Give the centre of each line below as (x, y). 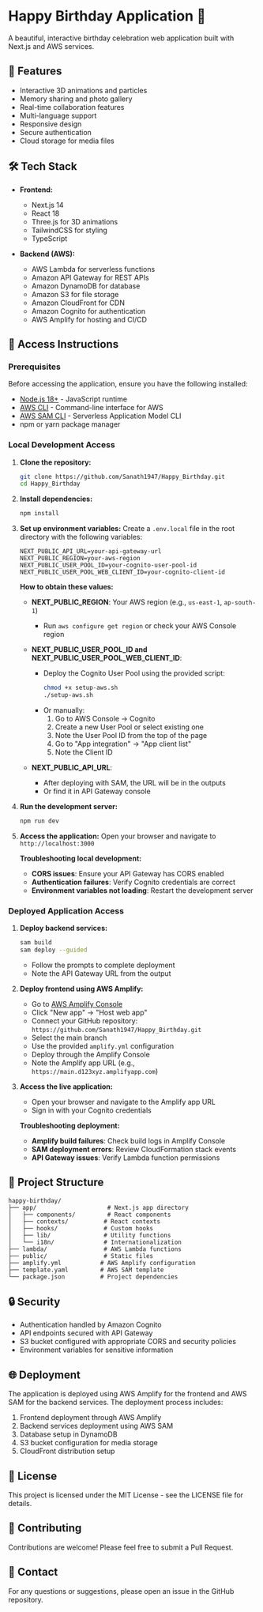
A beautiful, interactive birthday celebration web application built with (121, 38)
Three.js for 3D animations (75, 221)
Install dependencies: (56, 499)
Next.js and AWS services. (51, 46)
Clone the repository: (55, 462)
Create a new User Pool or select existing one (129, 727)
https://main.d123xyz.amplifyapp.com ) (95, 1071)
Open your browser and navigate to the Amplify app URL (123, 1102)
